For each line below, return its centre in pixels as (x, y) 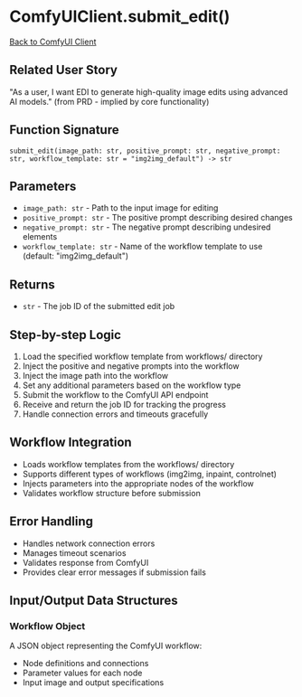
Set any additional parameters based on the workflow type (132, 385)
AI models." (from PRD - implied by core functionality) (109, 101)
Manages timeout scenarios (74, 552)
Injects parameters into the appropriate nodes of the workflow (138, 483)
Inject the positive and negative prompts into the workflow (131, 366)
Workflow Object (47, 626)
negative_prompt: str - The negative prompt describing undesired (146, 227)
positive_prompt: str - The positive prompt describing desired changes (157, 218)
